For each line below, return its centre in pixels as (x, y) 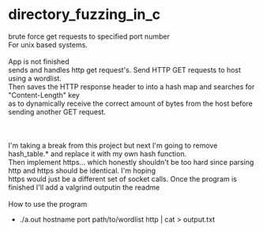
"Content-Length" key (44, 95)
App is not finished (39, 62)
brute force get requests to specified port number (89, 36)
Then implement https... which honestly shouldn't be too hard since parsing (131, 162)
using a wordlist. (35, 78)
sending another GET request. (57, 111)
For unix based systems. (48, 44)
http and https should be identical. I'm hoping (82, 170)
